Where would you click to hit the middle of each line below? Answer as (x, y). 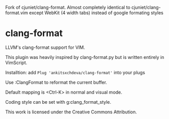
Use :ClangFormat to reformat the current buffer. (56, 82)
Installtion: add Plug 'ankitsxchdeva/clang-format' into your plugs (75, 72)
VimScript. (16, 63)
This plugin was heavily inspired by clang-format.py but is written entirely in (85, 57)
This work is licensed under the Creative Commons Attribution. (71, 112)
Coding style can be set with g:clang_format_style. (58, 102)
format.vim (17, 13)
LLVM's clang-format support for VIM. (45, 47)
